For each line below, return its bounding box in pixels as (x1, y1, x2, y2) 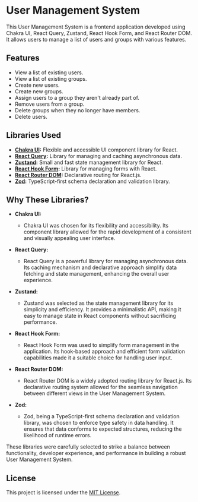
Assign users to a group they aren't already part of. (14, 94, 140, 101)
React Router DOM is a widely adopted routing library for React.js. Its (23, 377, 192, 384)
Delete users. (14, 113, 47, 120)
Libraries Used (6, 130, 61, 140)
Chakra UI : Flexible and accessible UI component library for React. (14, 146, 178, 153)
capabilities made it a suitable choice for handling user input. (23, 354, 173, 361)
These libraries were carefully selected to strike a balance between (6, 443, 171, 450)
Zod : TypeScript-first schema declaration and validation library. (14, 178, 170, 185)
